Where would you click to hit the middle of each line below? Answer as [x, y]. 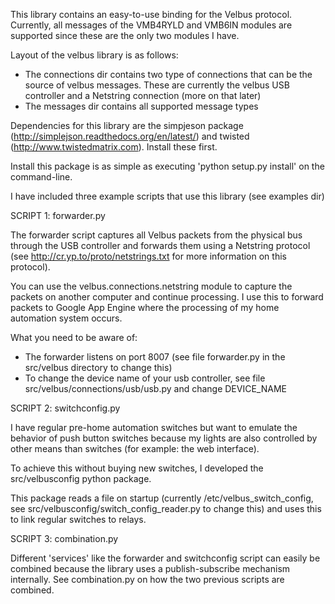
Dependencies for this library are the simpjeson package [127, 125]
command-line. [41, 177]
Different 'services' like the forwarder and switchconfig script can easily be [165, 558]
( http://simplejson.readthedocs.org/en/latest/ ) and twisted [130, 136]
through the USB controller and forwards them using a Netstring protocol [160, 245]
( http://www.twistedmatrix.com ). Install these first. [114, 147]
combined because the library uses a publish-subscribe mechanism [150, 568]
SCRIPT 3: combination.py [64, 538]
